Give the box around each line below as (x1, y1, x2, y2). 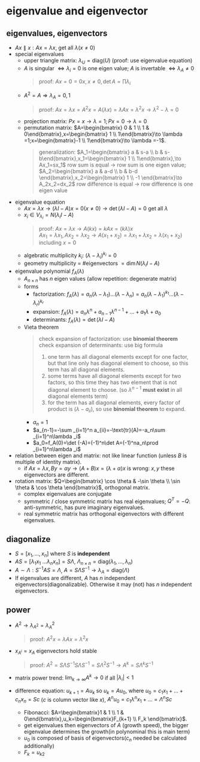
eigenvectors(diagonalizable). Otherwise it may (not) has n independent (14, 581, 192, 588)
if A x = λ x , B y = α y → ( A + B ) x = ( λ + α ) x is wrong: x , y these (23, 465, 175, 472)
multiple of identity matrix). (14, 458, 82, 465)
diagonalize (6, 534, 51, 544)
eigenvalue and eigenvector (6, 4, 149, 18)
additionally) (23, 742, 55, 749)
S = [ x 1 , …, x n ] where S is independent (14, 550, 110, 558)
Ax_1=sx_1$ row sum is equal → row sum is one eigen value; (38, 161, 186, 168)
